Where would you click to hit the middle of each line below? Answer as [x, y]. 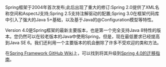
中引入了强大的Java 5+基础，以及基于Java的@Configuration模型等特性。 [80, 20]
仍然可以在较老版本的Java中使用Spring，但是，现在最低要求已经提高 [89, 36]
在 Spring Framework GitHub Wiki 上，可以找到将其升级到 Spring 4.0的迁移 [80, 53]
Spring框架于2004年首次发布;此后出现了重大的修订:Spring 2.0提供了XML [80, 7]
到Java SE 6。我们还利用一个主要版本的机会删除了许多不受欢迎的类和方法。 [83, 43]
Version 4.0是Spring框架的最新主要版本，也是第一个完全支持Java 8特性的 [81, 30]
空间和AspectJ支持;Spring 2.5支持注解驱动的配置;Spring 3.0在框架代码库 [84, 13]
